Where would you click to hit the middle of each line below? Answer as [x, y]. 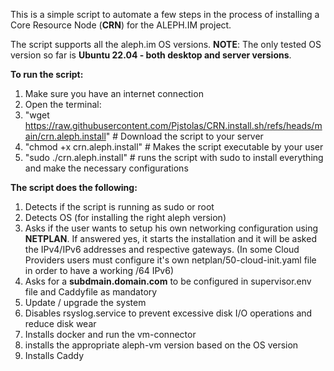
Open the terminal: [63, 104]
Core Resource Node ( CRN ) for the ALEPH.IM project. [121, 25]
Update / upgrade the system [85, 302]
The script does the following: [74, 187]
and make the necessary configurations [106, 168]
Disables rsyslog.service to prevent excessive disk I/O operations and [168, 313]
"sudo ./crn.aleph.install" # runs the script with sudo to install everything [174, 157]
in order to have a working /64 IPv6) [99, 270]
